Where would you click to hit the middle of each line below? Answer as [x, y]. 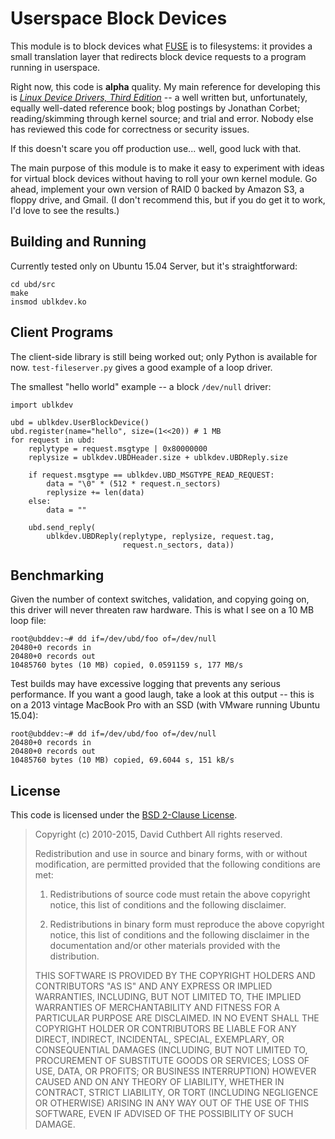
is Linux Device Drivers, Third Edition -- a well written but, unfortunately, [159, 97]
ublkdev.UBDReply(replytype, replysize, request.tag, [160, 536]
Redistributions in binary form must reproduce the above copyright [187, 924]
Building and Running [78, 242]
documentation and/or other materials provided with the [165, 946]
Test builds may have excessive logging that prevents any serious [145, 684]
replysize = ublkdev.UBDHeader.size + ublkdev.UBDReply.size [158, 457]
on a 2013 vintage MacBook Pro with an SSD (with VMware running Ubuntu [165, 705]
